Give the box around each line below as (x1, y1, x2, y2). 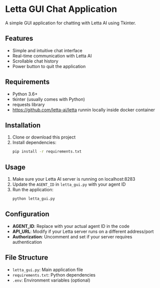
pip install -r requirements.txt (12, 149, 82, 154)
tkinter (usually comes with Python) (12, 96, 85, 102)
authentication (12, 239, 42, 245)
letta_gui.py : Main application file (12, 267, 83, 273)
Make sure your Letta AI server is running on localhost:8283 (12, 176, 136, 182)
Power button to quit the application (12, 63, 86, 69)
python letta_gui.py (12, 196, 55, 202)
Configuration (5, 210, 50, 218)
